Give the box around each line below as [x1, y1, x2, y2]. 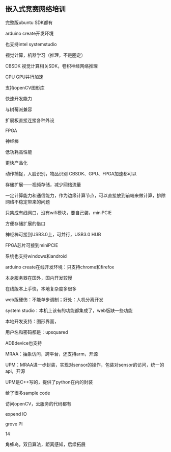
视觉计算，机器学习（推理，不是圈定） [5, 52, 85, 58]
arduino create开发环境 [5, 30, 54, 36]
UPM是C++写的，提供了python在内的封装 [5, 379, 93, 385]
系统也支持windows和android [5, 253, 67, 259]
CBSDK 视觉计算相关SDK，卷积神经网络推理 [5, 63, 98, 69]
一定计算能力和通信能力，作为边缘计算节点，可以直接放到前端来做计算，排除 [5, 192, 166, 198]
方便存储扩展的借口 [5, 220, 46, 227]
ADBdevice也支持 [5, 340, 42, 346]
